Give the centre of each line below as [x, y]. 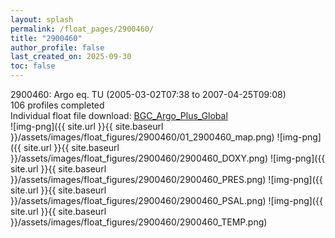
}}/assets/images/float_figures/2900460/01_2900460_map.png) [142, 137]
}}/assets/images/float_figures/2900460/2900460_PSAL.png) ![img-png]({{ [166, 200]
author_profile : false [57, 47]
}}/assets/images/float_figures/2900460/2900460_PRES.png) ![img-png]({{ [166, 179]
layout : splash [42, 19]
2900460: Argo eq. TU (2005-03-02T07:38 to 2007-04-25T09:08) [148, 94]
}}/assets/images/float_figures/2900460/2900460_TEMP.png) [139, 222]
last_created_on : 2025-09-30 [71, 57]
